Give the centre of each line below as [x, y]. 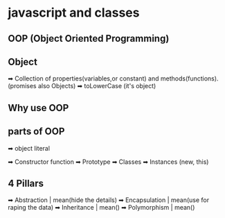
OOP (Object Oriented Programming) [89, 39]
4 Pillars [26, 183]
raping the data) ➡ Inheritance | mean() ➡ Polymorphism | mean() [101, 208]
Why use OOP [38, 108]
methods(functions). [189, 78]
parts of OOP [36, 132]
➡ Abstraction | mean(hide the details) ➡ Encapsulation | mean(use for [109, 200]
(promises [22, 86]
